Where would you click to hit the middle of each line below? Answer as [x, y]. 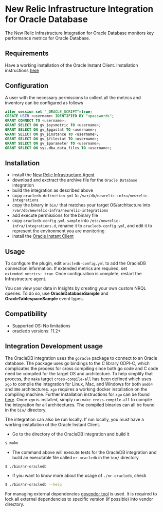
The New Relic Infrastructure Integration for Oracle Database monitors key [80, 33]
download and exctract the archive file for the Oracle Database [75, 180]
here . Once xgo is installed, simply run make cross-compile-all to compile [79, 399]
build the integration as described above [53, 190]
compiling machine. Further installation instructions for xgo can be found [77, 394]
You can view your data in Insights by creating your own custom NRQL [76, 288]
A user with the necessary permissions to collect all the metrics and [73, 97]
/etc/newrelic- [105, 221]
